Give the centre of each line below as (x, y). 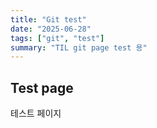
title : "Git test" (48, 19)
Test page (42, 87)
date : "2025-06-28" (51, 29)
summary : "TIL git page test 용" (79, 47)
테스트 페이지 (36, 113)
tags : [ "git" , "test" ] (57, 38)
